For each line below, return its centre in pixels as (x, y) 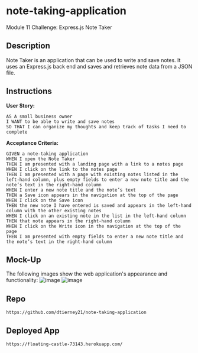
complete (17, 132)
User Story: (21, 105)
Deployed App (33, 330)
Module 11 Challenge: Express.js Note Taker (59, 27)
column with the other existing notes (54, 210)
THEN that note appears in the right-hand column (69, 221)
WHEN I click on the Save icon (45, 200)
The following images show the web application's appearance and (87, 274)
